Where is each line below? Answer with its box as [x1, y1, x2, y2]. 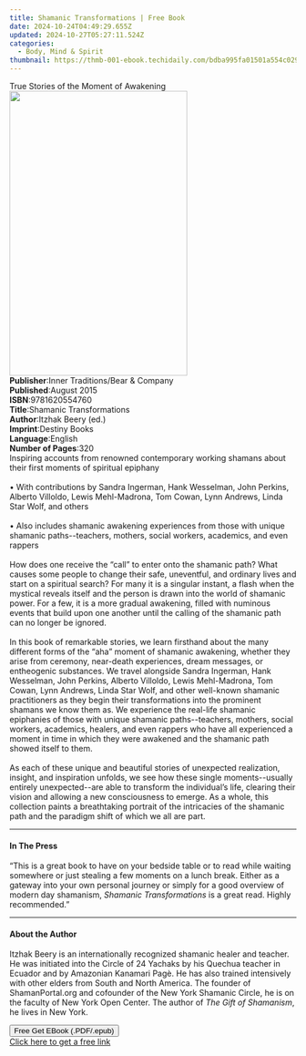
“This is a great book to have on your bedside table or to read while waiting [9, 860, 291, 871]
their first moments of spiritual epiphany [9, 462, 159, 473]
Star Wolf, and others [9, 501, 89, 511]
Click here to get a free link [9, 1036, 111, 1048]
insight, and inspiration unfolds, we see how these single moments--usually [9, 772, 293, 783]
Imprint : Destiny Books [9, 424, 94, 434]
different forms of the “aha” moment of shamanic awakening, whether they [9, 646, 291, 657]
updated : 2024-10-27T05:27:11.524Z [9, 30, 145, 39]
